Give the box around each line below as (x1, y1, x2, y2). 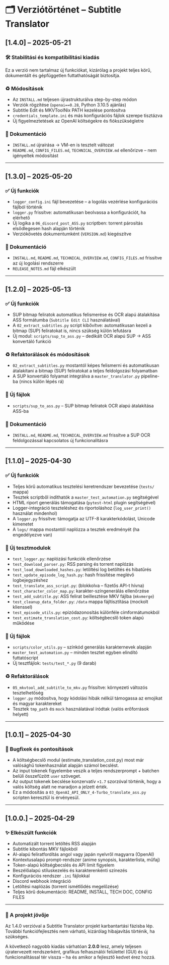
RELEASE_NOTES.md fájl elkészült (12, 265, 76, 272)
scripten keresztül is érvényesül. (12, 794, 80, 800)
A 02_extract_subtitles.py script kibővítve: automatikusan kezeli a (12, 323, 152, 329)
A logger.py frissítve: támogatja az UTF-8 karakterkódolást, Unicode (12, 515, 155, 521)
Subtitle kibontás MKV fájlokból (12, 846, 78, 852)
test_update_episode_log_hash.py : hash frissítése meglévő (12, 572, 134, 578)
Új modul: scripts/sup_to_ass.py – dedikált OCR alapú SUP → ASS (12, 333, 151, 339)
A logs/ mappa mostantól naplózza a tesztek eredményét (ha (12, 526, 140, 532)
